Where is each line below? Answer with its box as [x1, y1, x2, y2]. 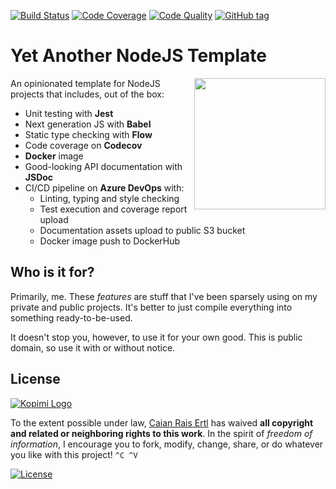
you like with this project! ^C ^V [10, 448, 138, 460]
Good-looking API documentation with [24, 160, 183, 172]
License [10, 371, 61, 388]
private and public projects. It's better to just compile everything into [10, 301, 293, 313]
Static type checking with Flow [24, 128, 153, 140]
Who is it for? [10, 264, 95, 281]
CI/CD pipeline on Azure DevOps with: [24, 181, 185, 194]
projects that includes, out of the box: [10, 88, 165, 100]
